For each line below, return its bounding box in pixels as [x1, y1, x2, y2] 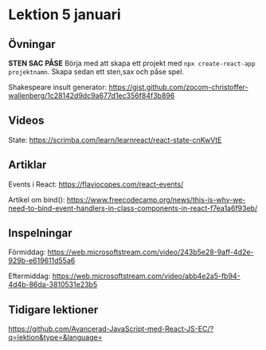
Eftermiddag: [8, 271, 51, 281]
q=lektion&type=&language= [8, 332, 103, 342]
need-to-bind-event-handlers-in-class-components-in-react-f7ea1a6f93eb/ [8, 203, 258, 213]
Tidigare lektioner [8, 303, 99, 317]
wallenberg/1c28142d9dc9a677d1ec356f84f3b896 [8, 91, 175, 100]
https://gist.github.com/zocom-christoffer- [108, 82, 248, 92]
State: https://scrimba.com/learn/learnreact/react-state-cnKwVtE [8, 135, 222, 144]
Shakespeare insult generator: [8, 82, 108, 92]
